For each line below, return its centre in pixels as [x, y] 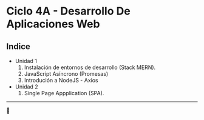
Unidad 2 [26, 87]
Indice [18, 46]
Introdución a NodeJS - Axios [61, 80]
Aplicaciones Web [53, 24]
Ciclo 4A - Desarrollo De [68, 11]
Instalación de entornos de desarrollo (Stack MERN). [90, 67]
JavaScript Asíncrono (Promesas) [66, 74]
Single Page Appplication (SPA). [64, 93]
